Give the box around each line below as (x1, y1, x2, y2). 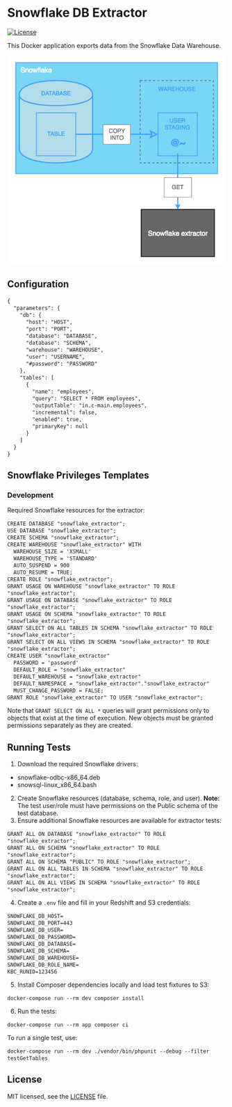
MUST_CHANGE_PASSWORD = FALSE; (13, 687, 104, 695)
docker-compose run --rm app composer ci (7, 1021, 129, 1028)
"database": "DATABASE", (25, 332, 98, 339)
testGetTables (7, 1055, 49, 1062)
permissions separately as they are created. (7, 721, 133, 729)
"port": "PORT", (25, 325, 73, 332)
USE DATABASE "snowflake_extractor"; (7, 527, 117, 535)
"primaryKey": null (32, 423, 89, 430)
